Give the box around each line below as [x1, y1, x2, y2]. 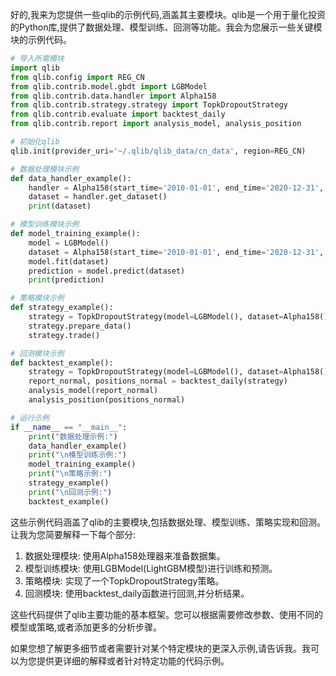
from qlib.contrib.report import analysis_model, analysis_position [10, 119, 302, 129]
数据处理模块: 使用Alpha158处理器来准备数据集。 [24, 549, 226, 562]
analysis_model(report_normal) [28, 386, 159, 396]
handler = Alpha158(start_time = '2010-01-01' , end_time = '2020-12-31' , [28, 183, 325, 193]
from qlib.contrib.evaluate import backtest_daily [10, 109, 226, 120]
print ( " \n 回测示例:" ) [28, 487, 113, 497]
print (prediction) [28, 275, 105, 285]
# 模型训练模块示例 [10, 219, 80, 230]
